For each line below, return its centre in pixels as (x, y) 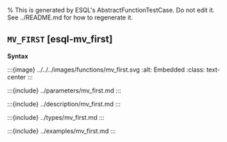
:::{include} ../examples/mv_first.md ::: (62, 131)
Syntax (18, 56)
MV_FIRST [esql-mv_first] (60, 39)
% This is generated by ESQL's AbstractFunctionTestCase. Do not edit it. (111, 10)
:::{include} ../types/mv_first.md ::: (56, 117)
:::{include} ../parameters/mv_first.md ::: (64, 90)
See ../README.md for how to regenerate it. (70, 17)
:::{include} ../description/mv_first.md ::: (64, 104)
